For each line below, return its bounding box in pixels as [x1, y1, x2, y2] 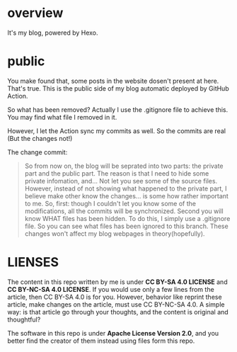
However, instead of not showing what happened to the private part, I [24, 184, 228, 193]
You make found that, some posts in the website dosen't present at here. [7, 76, 219, 85]
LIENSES [7, 254, 59, 271]
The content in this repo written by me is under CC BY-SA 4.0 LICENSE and [7, 278, 228, 286]
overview [7, 5, 64, 21]
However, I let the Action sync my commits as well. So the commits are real [7, 126, 226, 135]
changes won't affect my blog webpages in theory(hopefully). [24, 229, 205, 238]
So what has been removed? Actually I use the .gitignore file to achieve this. [7, 105, 229, 114]
